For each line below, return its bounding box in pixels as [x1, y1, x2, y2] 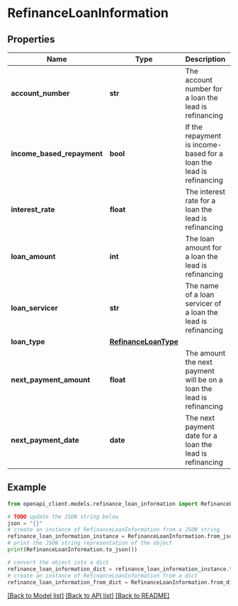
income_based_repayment [11, 149, 103, 158]
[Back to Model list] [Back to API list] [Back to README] [7, 591, 170, 600]
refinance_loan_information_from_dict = [7, 578, 129, 586]
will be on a [185, 375, 223, 385]
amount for [185, 243, 222, 253]
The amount [185, 348, 225, 358]
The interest [185, 187, 225, 197]
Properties [7, 33, 55, 45]
